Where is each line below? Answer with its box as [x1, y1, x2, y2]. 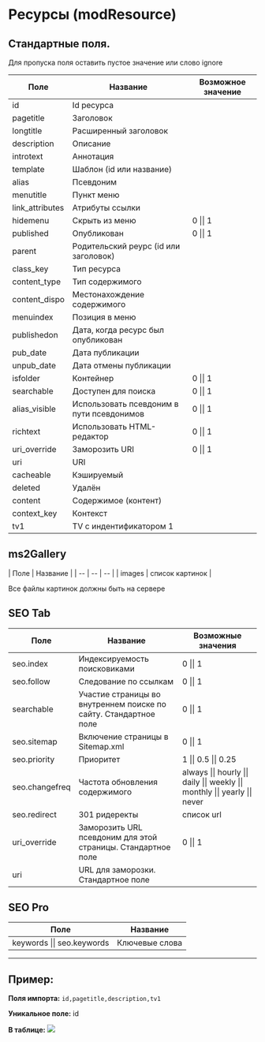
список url [182, 809, 222, 820]
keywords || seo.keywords [12, 937, 110, 948]
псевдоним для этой [78, 831, 158, 842]
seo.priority [12, 753, 55, 764]
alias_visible [12, 404, 57, 414]
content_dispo [12, 294, 65, 304]
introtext [12, 151, 43, 162]
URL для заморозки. [78, 864, 156, 875]
